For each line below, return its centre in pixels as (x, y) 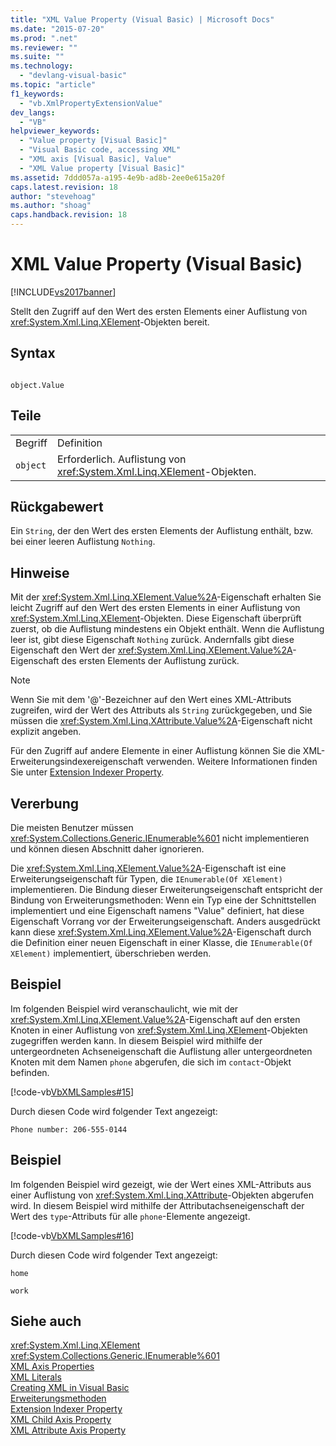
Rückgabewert (57, 506)
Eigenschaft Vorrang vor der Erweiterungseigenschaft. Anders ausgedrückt (165, 921)
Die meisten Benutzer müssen (72, 827)
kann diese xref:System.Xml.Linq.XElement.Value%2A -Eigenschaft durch (161, 932)
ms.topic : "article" (53, 85)
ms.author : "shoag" (51, 206)
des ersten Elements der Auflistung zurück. (150, 661)
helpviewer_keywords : (55, 131)
